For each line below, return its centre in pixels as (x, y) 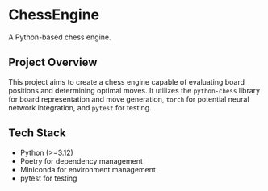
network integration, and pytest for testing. (80, 107)
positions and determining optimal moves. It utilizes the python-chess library (134, 90)
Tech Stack (37, 133)
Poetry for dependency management (82, 161)
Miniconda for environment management (88, 169)
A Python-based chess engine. (60, 37)
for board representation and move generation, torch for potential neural (129, 99)
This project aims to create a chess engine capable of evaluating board (126, 81)
